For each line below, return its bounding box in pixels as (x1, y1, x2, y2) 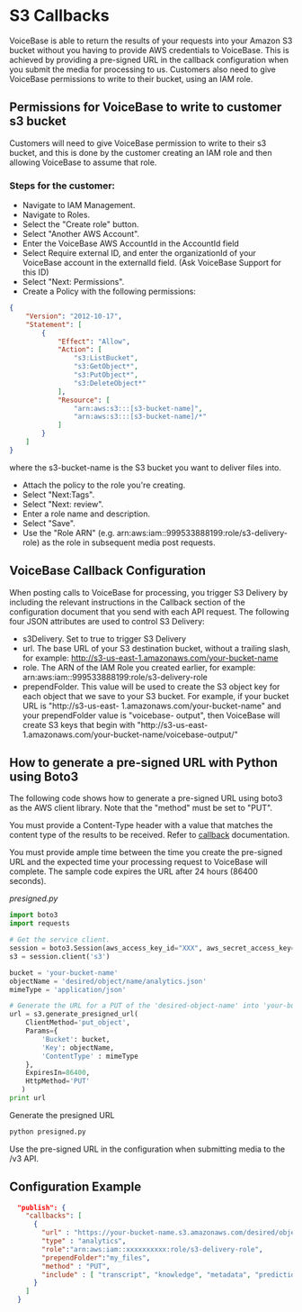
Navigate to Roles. (22, 209, 91, 221)
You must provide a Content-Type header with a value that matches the (9, 820, 273, 831)
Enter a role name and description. (22, 508, 151, 519)
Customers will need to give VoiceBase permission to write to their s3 (9, 137, 267, 149)
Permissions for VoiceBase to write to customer (9, 100, 282, 115)
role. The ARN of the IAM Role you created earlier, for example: (22, 661, 256, 672)
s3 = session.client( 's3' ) (9, 952, 111, 961)
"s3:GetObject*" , (73, 362, 139, 371)
